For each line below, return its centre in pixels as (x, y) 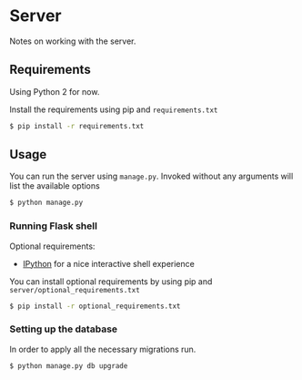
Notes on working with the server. (73, 41)
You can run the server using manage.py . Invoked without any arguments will (151, 176)
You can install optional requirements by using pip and (111, 281)
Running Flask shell (54, 226)
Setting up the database (64, 329)
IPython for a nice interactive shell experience (109, 263)
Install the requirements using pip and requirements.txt (114, 109)
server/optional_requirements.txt (75, 290)
